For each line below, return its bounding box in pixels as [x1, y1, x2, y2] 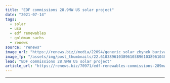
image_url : [5, 49, 28, 54]
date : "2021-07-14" [5, 12, 47, 17]
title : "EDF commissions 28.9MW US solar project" [5, 7, 114, 13]
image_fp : [5, 54, 26, 59]
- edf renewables [10, 31, 47, 36]
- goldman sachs [10, 36, 44, 41]
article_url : [5, 63, 33, 68]
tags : [5, 17, 17, 22]
